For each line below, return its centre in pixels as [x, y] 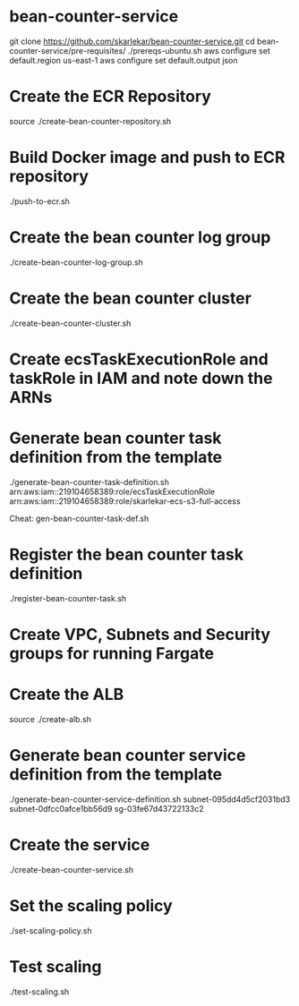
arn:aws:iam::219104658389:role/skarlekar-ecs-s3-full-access [125, 501]
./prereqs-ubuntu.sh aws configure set [199, 50]
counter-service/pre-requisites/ [68, 50]
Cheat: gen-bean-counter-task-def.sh [79, 518]
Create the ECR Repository [111, 97]
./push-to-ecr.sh [39, 201]
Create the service [80, 845]
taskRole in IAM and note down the [141, 378]
